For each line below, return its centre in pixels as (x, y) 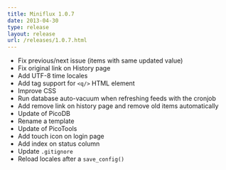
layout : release (31, 34)
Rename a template (46, 121)
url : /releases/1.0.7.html (47, 41)
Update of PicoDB (44, 114)
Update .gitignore (45, 152)
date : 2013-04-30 (33, 21)
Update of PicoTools (47, 129)
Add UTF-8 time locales (53, 76)
